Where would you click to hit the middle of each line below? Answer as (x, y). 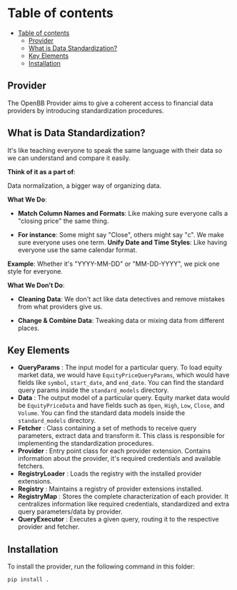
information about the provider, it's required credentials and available (119, 459)
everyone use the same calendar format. (77, 250)
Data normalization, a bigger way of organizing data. (85, 185)
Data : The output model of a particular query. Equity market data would (123, 398)
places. (29, 328)
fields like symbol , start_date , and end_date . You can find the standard (121, 383)
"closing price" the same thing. (63, 221)
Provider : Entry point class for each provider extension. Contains (114, 451)
